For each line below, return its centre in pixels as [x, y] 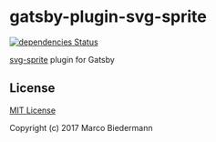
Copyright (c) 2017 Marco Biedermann [81, 127]
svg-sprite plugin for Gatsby [62, 59]
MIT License [33, 110]
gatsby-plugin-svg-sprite [108, 17]
